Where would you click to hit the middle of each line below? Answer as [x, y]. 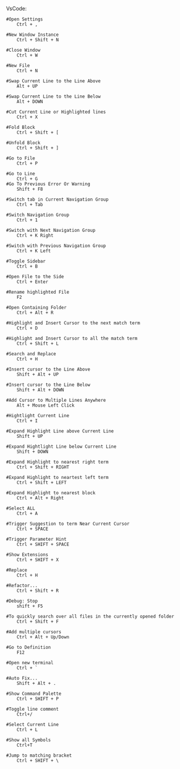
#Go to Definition [28, 647]
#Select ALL [21, 508]
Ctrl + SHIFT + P [38, 699]
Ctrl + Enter [33, 282]
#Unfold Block [23, 143]
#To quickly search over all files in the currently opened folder [90, 617]
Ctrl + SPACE [33, 529]
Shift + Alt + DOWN [40, 390]
